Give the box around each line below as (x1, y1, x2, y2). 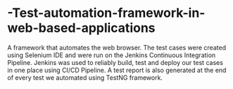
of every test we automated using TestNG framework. (7, 73, 163, 82)
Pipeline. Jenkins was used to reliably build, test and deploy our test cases (7, 58, 224, 66)
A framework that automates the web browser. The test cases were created (7, 43, 227, 52)
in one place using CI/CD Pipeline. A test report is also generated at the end (7, 66, 227, 74)
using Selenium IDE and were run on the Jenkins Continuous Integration (7, 51, 216, 59)
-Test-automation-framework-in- (7, 5, 206, 21)
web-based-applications (7, 20, 156, 36)
